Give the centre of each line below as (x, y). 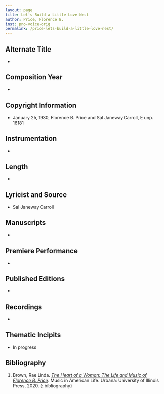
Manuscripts (26, 223)
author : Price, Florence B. (35, 19)
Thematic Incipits (33, 335)
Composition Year (34, 77)
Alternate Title (28, 49)
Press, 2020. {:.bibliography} (42, 386)
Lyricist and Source (36, 195)
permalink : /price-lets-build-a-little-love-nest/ (59, 29)
